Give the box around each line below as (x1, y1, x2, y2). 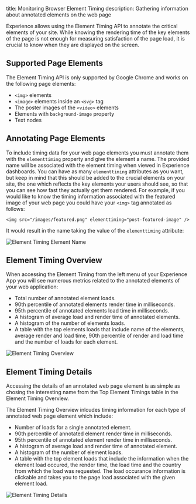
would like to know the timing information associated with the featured (6, 193, 176, 200)
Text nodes (14, 116, 42, 123)
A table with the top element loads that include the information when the (14, 455, 189, 462)
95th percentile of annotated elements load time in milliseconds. (14, 307, 170, 314)
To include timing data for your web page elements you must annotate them (6, 149, 189, 156)
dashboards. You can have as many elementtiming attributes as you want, (6, 167, 184, 175)
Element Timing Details (6, 367, 92, 377)
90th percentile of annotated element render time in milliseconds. (14, 430, 173, 437)
